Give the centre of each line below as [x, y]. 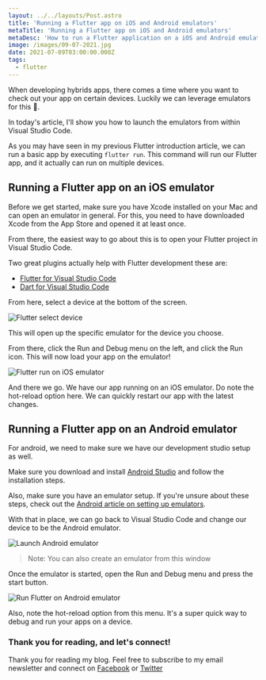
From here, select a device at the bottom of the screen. [98, 302]
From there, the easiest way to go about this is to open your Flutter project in [133, 239]
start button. [28, 582]
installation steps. [37, 480]
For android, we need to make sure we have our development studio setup [129, 448]
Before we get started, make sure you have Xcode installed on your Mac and [133, 206]
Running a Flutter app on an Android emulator [123, 429]
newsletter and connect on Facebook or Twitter [85, 668]
